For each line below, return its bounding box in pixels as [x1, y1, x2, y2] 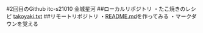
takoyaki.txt [13, 13, 43, 20]
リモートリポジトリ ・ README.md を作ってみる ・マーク [50, 13, 192, 20]
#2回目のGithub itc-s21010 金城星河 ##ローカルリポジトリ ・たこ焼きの [6, 5, 186, 12]
